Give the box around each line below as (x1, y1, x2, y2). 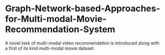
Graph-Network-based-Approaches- (5, 3, 161, 14)
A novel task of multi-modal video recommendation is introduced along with (5, 40, 160, 46)
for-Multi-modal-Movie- (5, 13, 107, 25)
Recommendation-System (5, 24, 116, 35)
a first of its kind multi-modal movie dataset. (5, 45, 95, 51)
